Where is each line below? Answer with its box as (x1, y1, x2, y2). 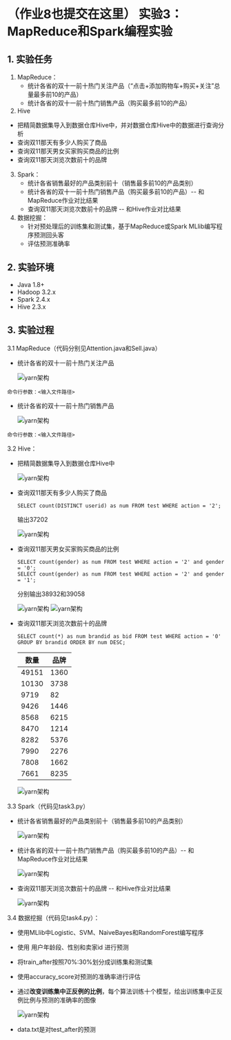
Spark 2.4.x (17, 295, 50, 303)
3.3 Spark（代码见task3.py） (7, 802, 90, 810)
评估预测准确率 (27, 239, 70, 248)
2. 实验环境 (7, 262, 54, 273)
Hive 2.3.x (17, 302, 46, 311)
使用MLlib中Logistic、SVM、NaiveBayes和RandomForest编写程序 (17, 928, 204, 936)
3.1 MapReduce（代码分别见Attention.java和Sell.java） (7, 344, 161, 352)
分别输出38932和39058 (17, 590, 86, 598)
